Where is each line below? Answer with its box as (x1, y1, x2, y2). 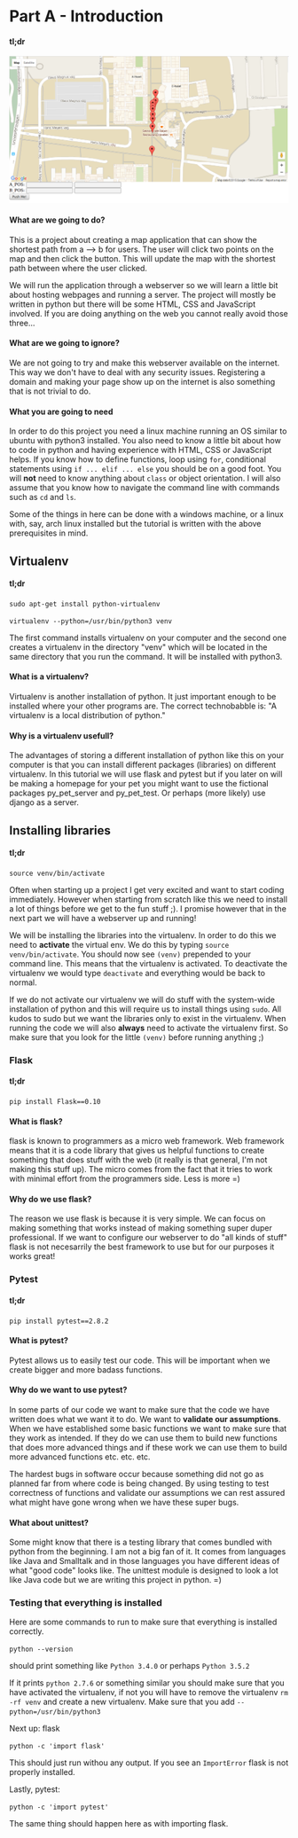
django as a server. (9, 797, 80, 808)
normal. (9, 977, 37, 988)
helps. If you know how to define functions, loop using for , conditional (9, 454, 266, 465)
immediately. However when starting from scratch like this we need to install (9, 894, 288, 904)
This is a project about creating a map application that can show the (9, 234, 257, 245)
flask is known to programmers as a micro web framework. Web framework (9, 1136, 285, 1146)
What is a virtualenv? (9, 671, 90, 682)
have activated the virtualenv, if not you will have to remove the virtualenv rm (9, 1687, 288, 1698)
